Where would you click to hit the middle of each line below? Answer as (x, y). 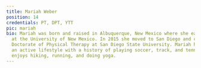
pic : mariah (21, 28)
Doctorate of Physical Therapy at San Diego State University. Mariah (101, 45)
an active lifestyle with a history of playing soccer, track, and (98, 50)
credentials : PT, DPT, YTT (40, 22)
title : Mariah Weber (32, 12)
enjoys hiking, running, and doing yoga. (64, 56)
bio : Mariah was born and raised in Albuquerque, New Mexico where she (97, 34)
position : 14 (22, 17)
